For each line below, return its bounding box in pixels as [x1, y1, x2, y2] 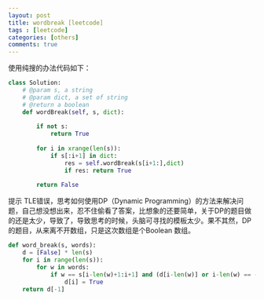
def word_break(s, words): [8, 241, 97, 250]
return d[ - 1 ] [22, 285, 65, 293]
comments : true [8, 41, 58, 49]
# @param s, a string [22, 86, 93, 94]
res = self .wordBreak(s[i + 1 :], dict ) [64, 159, 185, 167]
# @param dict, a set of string [22, 93, 128, 101]
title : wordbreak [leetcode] [8, 19, 104, 27]
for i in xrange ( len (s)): [36, 145, 122, 152]
